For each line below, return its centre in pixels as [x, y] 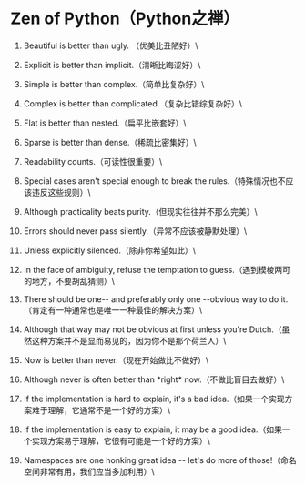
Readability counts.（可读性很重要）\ [93, 161]
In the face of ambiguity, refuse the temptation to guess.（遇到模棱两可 [157, 269]
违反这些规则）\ [61, 192]
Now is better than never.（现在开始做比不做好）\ [116, 359]
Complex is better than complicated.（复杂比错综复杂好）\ [133, 103]
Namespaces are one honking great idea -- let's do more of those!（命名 [160, 460]
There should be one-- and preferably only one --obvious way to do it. [156, 299]
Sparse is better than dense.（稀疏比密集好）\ [110, 142]
